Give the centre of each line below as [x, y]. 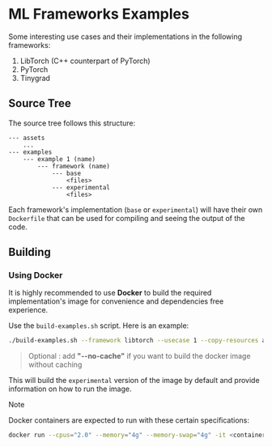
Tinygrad [35, 78]
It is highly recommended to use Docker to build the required [110, 293]
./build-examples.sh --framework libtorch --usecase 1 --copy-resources [134, 341]
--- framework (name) [74, 166]
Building [30, 252]
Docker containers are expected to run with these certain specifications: [129, 420]
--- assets [27, 138]
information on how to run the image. [70, 389]
